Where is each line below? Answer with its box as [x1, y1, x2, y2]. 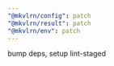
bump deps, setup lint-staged [7, 49, 107, 59]
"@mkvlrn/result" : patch [7, 19, 91, 27]
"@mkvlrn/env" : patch [7, 27, 81, 35]
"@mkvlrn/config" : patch [7, 11, 91, 20]
